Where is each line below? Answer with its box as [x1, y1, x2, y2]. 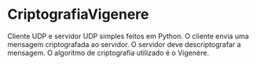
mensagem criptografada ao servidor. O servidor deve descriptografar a [7, 39, 241, 49]
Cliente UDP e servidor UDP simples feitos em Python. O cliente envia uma [7, 31, 249, 41]
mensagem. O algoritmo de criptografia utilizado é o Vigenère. [7, 48, 210, 57]
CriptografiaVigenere [7, 5, 149, 23]
